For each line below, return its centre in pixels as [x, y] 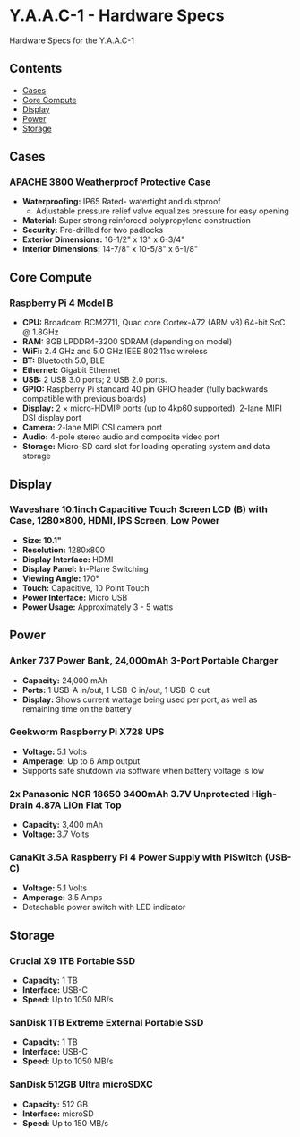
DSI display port [52, 418]
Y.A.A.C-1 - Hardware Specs [117, 16]
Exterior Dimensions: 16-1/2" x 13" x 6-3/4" [103, 239]
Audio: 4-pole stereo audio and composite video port [121, 437]
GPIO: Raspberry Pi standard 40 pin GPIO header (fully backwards [145, 389]
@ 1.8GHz [40, 332]
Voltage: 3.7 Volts [56, 834]
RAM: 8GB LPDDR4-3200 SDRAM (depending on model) [127, 342]
